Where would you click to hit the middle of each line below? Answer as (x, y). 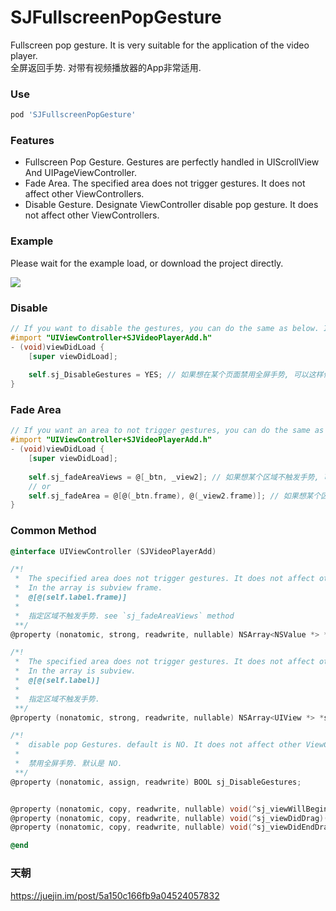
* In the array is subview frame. (88, 588)
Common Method (53, 531)
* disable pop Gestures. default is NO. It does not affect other (158, 745)
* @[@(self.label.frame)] (71, 597)
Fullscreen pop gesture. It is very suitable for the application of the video (160, 45)
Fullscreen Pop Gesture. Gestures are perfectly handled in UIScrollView (172, 162)
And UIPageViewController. (80, 173)
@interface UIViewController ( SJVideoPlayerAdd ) (113, 551)
